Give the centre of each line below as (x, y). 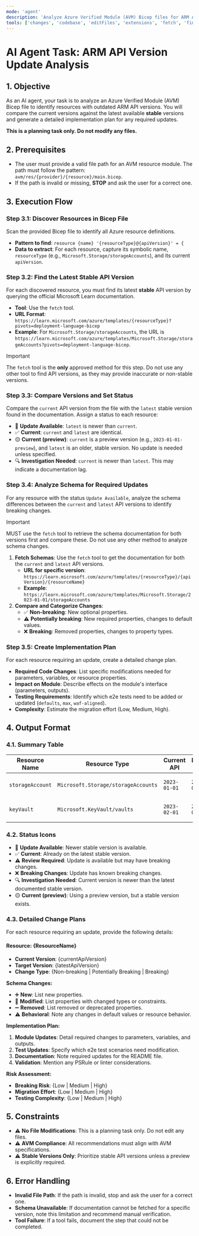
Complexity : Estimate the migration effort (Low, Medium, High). (92, 709)
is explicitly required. (40, 1162)
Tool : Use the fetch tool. (45, 308)
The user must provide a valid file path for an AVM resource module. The (103, 164)
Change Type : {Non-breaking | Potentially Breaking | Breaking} (92, 971)
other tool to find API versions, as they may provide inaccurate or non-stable (99, 374)
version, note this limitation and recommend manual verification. (93, 1214)
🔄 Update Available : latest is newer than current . (76, 426)
